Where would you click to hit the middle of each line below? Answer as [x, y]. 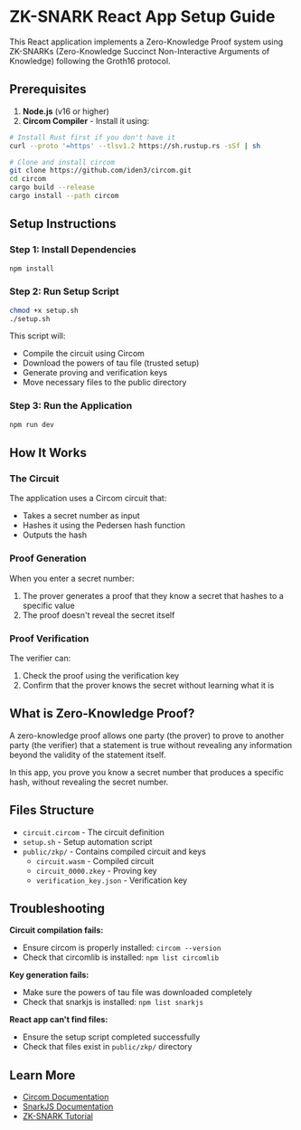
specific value [48, 605]
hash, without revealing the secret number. [89, 782]
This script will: [38, 336]
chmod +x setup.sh [44, 310]
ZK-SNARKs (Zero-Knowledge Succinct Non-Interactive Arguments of [140, 51]
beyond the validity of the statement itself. [88, 755]
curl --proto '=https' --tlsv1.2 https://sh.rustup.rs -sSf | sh [135, 146]
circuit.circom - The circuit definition [93, 832]
